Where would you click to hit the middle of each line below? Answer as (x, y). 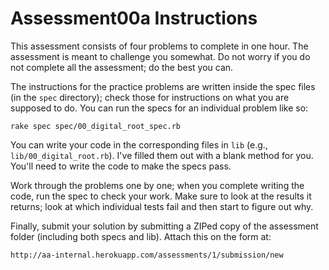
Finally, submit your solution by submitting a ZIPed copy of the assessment (164, 226)
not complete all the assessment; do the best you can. (122, 67)
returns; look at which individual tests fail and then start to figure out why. (162, 206)
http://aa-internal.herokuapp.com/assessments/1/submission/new (147, 255)
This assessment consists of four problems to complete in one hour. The (159, 46)
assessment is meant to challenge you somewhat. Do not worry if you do (160, 56)
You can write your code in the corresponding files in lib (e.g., (139, 144)
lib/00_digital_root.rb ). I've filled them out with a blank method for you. (162, 155)
